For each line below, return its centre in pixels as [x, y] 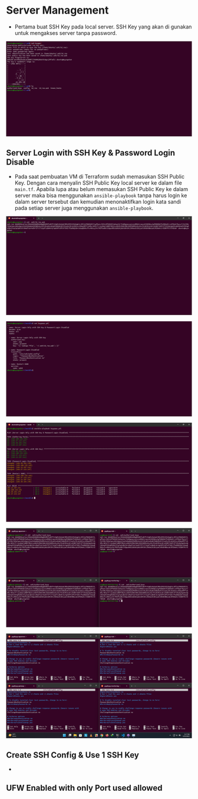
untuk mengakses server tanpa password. [66, 33]
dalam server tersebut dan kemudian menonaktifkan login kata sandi [98, 201]
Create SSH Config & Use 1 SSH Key [73, 755]
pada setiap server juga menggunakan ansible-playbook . [84, 208]
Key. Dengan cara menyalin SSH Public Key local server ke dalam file [98, 183]
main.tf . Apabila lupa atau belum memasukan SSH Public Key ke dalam [101, 189]
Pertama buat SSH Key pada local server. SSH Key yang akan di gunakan [103, 27]
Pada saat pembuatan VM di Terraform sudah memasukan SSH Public [99, 176]
